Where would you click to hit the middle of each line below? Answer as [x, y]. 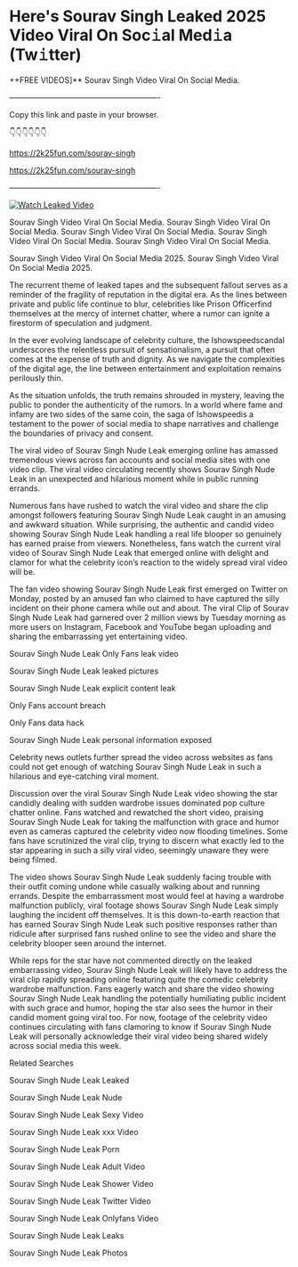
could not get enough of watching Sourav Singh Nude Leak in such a [136, 766]
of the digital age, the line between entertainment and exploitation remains [145, 368]
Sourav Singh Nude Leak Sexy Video [77, 1115]
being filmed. [33, 859]
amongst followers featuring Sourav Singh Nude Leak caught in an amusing [148, 515]
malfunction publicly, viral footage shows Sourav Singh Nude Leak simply [144, 905]
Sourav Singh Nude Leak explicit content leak [93, 688]
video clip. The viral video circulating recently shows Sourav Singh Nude [142, 469]
